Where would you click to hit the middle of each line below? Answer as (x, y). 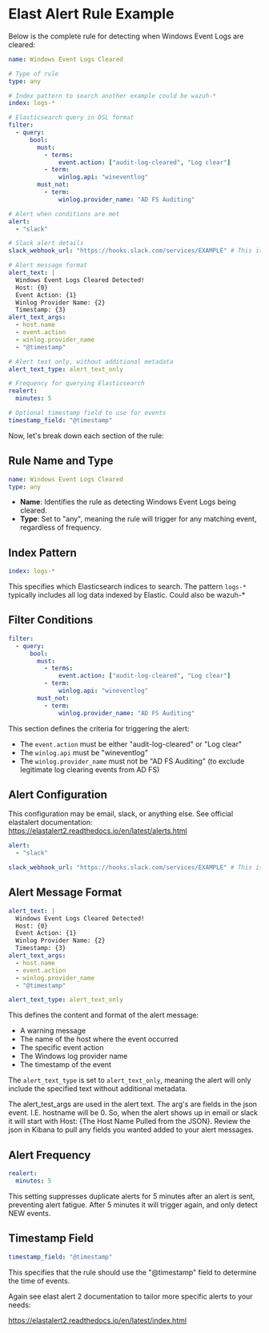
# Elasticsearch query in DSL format (71, 118)
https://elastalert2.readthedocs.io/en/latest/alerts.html (98, 831)
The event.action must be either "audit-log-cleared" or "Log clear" (131, 744)
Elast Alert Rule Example (91, 14)
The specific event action (62, 1048)
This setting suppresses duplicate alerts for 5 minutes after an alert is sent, (132, 1196)
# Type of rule (34, 74)
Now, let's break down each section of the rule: (86, 435)
